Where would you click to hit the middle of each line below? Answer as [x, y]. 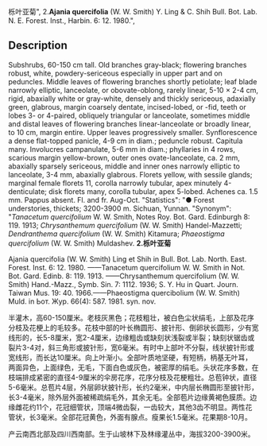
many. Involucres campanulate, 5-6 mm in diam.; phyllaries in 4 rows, [122, 149]
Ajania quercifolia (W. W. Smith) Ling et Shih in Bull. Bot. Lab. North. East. [128, 259]
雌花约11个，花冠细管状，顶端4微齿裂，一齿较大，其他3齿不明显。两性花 [133, 407]
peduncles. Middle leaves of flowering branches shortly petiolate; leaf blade [133, 81]
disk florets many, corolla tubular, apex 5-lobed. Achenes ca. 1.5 [153, 191]
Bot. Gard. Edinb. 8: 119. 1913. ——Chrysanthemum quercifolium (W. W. [124, 276]
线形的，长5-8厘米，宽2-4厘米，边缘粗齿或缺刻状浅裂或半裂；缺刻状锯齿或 [132, 337]
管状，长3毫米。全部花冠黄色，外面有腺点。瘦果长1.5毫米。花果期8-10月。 [130, 417]
